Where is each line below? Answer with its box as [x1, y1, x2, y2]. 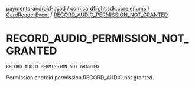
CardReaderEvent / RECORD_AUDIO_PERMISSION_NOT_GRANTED [6, 11, 168, 18]
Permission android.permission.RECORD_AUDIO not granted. [6, 73, 154, 81]
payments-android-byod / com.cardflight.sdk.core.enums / [6, 5, 149, 12]
